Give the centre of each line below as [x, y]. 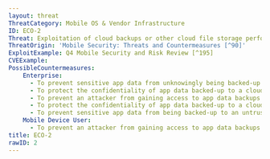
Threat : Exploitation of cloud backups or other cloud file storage [125, 38]
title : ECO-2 [30, 135]
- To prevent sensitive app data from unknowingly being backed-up [145, 83]
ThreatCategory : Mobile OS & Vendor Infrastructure [96, 23]
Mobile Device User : [57, 120]
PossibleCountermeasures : [51, 68]
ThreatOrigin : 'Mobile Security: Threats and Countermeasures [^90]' [127, 46]
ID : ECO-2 [25, 31]
